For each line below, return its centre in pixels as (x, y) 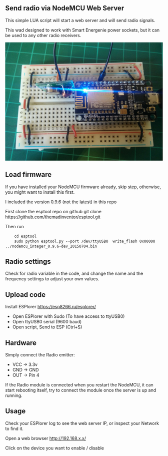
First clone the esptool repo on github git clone (53, 211)
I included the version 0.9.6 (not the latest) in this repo (61, 202)
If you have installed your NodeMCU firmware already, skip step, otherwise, (83, 187)
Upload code (25, 295)
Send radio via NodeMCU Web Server (65, 8)
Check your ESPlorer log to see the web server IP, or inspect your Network (82, 423)
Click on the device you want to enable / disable (54, 448)
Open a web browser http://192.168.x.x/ (46, 438)
